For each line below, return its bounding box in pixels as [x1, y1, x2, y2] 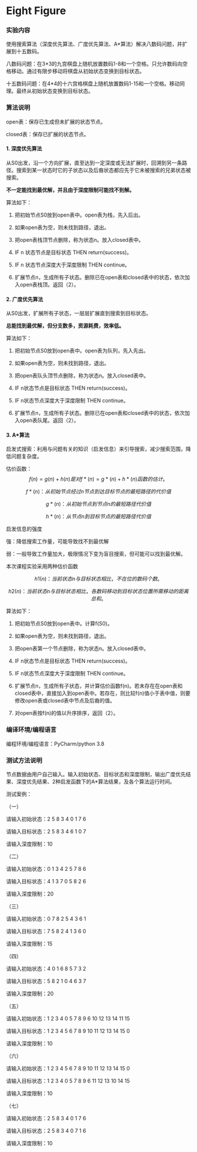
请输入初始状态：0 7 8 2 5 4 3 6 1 [6, 915, 86, 922]
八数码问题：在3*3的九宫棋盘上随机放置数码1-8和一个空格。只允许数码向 [6, 60, 183, 67]
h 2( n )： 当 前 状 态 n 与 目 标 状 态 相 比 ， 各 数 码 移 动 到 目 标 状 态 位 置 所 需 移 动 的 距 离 [8, 588, 189, 595]
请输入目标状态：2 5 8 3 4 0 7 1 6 [6, 1127, 86, 1134]
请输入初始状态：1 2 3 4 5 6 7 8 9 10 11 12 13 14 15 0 [6, 1065, 130, 1072]
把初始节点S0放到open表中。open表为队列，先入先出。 [14, 347, 149, 354]
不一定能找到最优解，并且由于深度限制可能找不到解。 [6, 186, 135, 193]
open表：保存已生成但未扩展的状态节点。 [6, 118, 106, 125]
